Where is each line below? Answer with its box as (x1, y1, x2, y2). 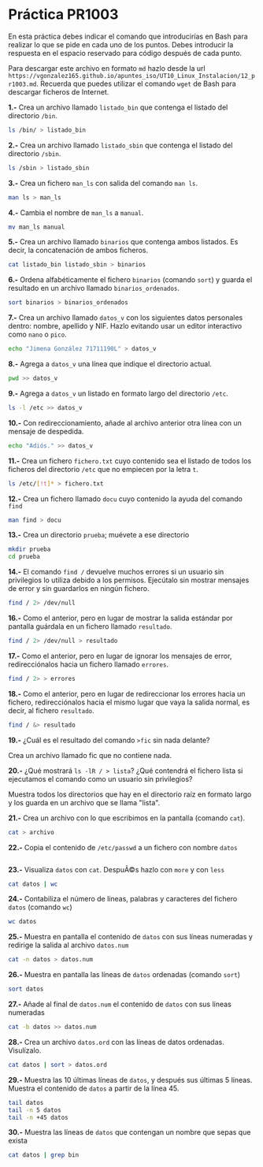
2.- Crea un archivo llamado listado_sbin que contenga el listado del (8, 140, 233, 150)
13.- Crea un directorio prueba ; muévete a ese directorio (8, 530, 190, 540)
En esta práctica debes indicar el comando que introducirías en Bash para (8, 32, 248, 41)
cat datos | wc (8, 880, 58, 888)
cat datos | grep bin (8, 1151, 80, 1159)
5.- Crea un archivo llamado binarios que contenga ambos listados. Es (8, 237, 239, 247)
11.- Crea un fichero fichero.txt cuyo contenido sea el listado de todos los (8, 455, 252, 466)
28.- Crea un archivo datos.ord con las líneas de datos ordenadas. (8, 1037, 224, 1046)
